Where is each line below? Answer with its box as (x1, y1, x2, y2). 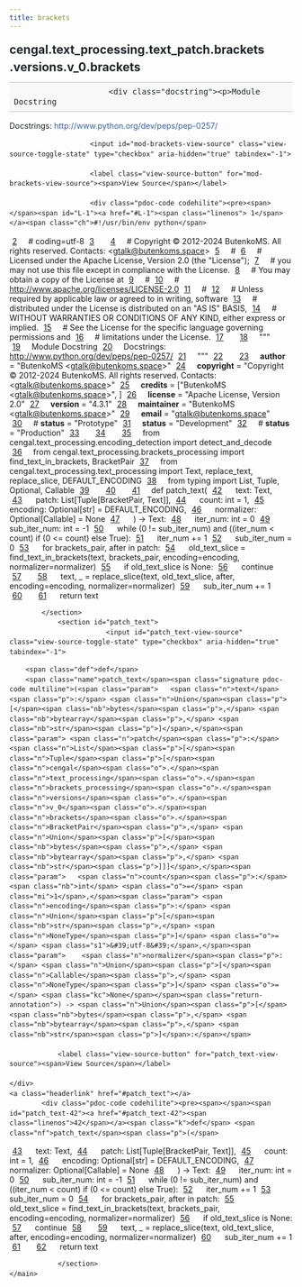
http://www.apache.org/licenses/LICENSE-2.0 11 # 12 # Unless (9, 283, 264, 294)
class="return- (206, 990, 263, 999)
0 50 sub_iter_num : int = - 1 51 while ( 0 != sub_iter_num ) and (9, 1174, 259, 1185)
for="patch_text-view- (194, 1049, 280, 1059)
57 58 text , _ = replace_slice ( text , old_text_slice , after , (12, 570, 235, 581)
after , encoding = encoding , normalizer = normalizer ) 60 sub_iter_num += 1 (9, 1232, 293, 1243)
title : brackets (9, 13, 70, 23)
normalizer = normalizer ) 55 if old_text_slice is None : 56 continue (9, 561, 274, 572)
